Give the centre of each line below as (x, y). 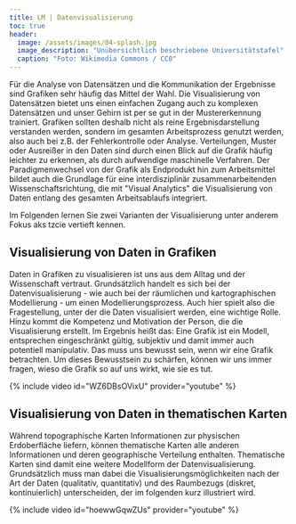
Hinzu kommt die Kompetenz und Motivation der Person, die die (126, 321)
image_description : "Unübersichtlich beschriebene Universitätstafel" (151, 51)
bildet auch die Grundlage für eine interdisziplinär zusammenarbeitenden (143, 179)
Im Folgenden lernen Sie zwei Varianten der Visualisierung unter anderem (144, 215)
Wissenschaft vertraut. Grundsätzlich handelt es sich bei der (120, 283)
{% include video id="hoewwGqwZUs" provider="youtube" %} (124, 510)
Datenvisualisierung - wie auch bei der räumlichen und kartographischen (143, 293)
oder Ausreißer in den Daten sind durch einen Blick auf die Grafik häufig (141, 151)
